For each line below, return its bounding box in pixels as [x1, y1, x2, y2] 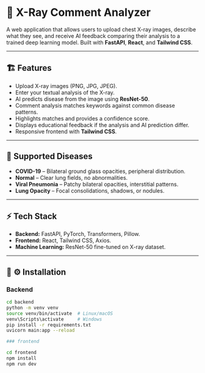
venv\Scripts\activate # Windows [6, 316, 103, 322]
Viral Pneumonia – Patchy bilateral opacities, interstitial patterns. [15, 180, 179, 188]
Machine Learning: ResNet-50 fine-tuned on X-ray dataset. [15, 243, 166, 251]
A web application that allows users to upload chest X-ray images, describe [6, 26, 196, 33]
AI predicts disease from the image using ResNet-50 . [15, 95, 150, 103]
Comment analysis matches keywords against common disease [15, 102, 175, 109]
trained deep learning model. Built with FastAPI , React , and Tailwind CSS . [6, 39, 193, 46]
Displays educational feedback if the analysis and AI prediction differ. [15, 121, 190, 128]
